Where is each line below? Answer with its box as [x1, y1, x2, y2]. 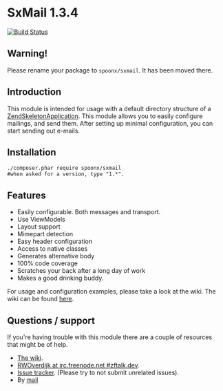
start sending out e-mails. [7, 126, 81, 135]
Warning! [7, 48, 48, 59]
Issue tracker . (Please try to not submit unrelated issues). [17, 368, 179, 376]
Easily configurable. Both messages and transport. [17, 208, 161, 216]
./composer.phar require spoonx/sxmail [7, 164, 122, 172]
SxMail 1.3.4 [7, 5, 79, 21]
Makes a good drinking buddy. [17, 274, 104, 283]
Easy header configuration [17, 237, 93, 246]
